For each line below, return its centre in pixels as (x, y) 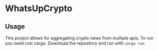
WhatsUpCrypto (39, 8)
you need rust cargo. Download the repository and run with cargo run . (75, 43)
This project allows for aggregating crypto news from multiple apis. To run (79, 38)
